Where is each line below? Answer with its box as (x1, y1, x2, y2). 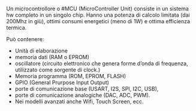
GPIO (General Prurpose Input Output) (14, 79, 110, 86)
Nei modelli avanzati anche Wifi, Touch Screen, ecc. (14, 98, 144, 105)
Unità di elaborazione (14, 47, 68, 54)
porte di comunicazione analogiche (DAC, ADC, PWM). (14, 92, 150, 98)
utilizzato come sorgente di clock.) (14, 66, 101, 73)
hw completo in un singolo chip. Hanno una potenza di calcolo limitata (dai (6, 11, 190, 18)
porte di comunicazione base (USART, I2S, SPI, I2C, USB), (14, 85, 159, 92)
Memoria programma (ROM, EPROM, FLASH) (14, 73, 126, 79)
